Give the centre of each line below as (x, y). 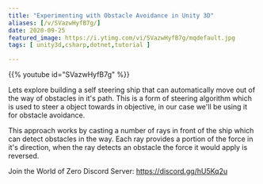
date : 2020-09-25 (37, 30)
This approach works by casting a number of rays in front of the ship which (131, 131)
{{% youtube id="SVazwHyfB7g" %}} (69, 75)
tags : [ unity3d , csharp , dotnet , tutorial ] (79, 45)
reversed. (24, 156)
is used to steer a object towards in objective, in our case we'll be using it (128, 107)
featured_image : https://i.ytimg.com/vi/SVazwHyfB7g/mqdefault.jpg (122, 38)
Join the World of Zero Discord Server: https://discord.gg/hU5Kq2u (118, 171)
